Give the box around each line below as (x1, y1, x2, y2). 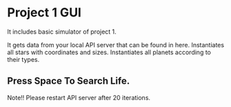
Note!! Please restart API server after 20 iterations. (7, 93, 150, 102)
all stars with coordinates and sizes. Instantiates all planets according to (7, 48, 212, 56)
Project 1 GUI (7, 5, 81, 21)
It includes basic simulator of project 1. (7, 27, 117, 36)
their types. (7, 55, 40, 63)
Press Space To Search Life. (7, 75, 130, 87)
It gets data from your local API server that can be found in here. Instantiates (7, 40, 225, 49)
